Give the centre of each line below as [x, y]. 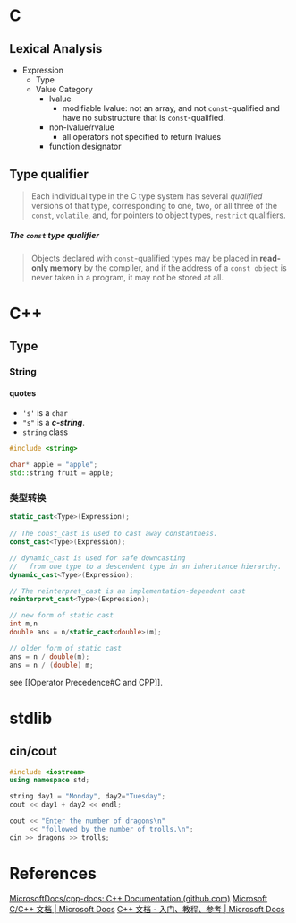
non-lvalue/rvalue [81, 127]
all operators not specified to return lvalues [142, 137]
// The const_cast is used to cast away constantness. [114, 534]
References [53, 873]
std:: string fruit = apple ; [62, 473]
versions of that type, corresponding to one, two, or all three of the [154, 205]
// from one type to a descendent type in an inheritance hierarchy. [145, 566]
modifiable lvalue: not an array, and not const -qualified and [171, 108]
